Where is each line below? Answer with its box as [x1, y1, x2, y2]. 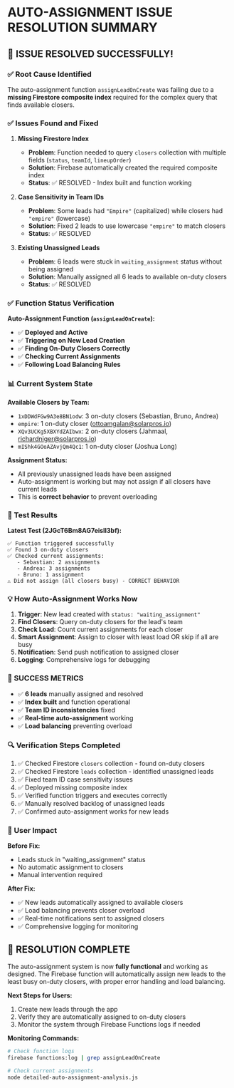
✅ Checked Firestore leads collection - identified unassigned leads [17, 767, 214, 775]
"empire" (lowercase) [28, 214, 91, 223]
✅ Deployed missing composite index [17, 783, 128, 792]
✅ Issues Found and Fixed [7, 118, 99, 128]
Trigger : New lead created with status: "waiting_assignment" [17, 610, 201, 618]
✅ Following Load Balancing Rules [17, 361, 121, 369]
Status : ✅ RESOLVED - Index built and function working [28, 179, 192, 187]
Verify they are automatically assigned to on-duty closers [17, 1012, 186, 1021]
